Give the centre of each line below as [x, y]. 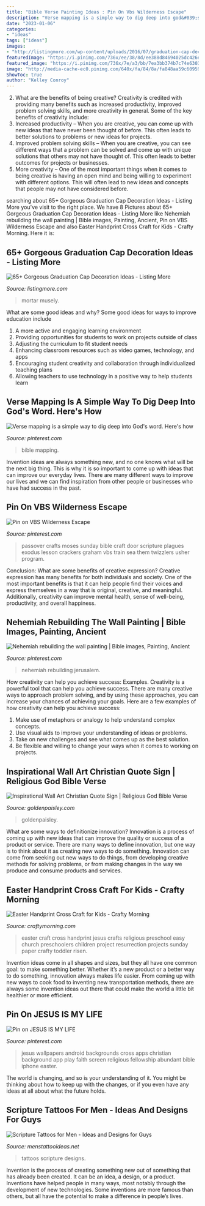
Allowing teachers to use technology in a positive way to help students [104, 376]
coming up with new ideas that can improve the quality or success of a [95, 838]
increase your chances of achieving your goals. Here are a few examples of [101, 702]
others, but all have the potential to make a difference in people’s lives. [95, 1196]
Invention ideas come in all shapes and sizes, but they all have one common [102, 963]
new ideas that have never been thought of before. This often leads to [103, 130]
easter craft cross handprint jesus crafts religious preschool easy [103, 938]
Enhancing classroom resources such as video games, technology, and [105, 350]
